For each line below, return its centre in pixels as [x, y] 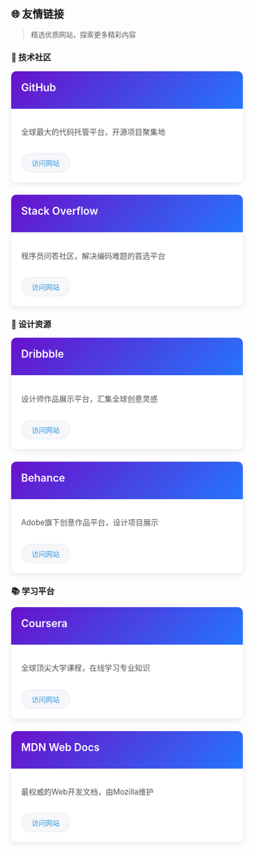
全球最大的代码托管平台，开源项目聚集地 [93, 132]
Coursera [44, 623]
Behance [43, 478]
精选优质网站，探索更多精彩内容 [83, 35]
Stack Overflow [60, 212]
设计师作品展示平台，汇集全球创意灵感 [89, 399]
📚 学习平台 [33, 591]
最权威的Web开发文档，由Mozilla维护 [87, 791]
